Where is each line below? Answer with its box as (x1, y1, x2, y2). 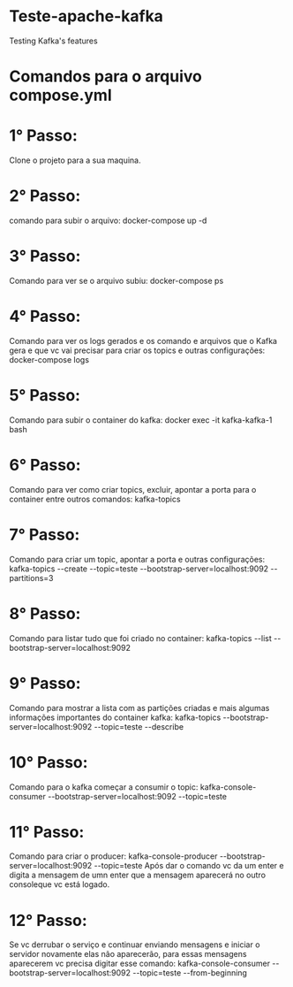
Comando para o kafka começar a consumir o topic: (9, 781, 199, 792)
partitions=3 (9, 572, 54, 583)
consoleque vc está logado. (9, 879, 110, 890)
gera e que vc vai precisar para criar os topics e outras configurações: (9, 345, 266, 356)
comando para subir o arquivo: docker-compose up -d (9, 215, 207, 226)
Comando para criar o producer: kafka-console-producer (9, 851, 218, 861)
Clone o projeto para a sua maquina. (9, 155, 141, 165)
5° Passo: (9, 386, 81, 406)
